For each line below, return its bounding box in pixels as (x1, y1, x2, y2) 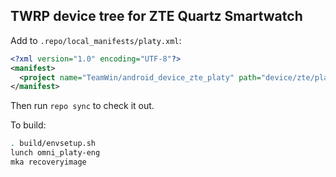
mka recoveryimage (10, 157, 87, 168)
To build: (10, 119, 47, 131)
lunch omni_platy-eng (10, 148, 101, 158)
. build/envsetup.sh (10, 139, 97, 149)
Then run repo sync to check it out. (10, 100, 155, 112)
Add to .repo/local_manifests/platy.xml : (10, 34, 182, 46)
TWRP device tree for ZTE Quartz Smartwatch (10, 8, 303, 25)
